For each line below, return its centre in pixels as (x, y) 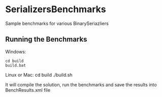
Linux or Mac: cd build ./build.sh (39, 75)
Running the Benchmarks (46, 39)
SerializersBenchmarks (56, 9)
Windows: (16, 51)
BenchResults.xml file (28, 90)
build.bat (16, 65)
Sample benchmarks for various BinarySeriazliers (57, 23)
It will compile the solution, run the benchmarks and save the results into (81, 84)
